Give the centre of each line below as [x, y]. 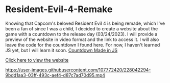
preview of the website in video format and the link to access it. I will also [82, 39]
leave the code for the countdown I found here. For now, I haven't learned [83, 45]
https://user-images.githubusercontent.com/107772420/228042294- [78, 70]
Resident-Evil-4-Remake [59, 9]
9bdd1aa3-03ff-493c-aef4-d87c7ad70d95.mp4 [55, 75]
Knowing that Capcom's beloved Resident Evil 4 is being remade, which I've [85, 23]
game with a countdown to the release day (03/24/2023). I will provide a [81, 34]
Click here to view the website [37, 60]
